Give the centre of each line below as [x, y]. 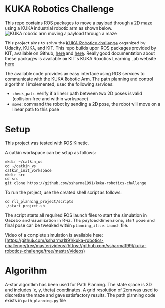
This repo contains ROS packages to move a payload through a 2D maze [79, 23]
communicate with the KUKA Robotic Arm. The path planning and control [79, 79]
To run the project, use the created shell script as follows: [64, 192]
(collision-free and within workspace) [50, 99]
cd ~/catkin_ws [21, 166]
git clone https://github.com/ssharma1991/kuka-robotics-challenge [76, 183]
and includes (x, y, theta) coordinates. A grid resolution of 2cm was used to [82, 290]
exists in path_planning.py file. [36, 300]
